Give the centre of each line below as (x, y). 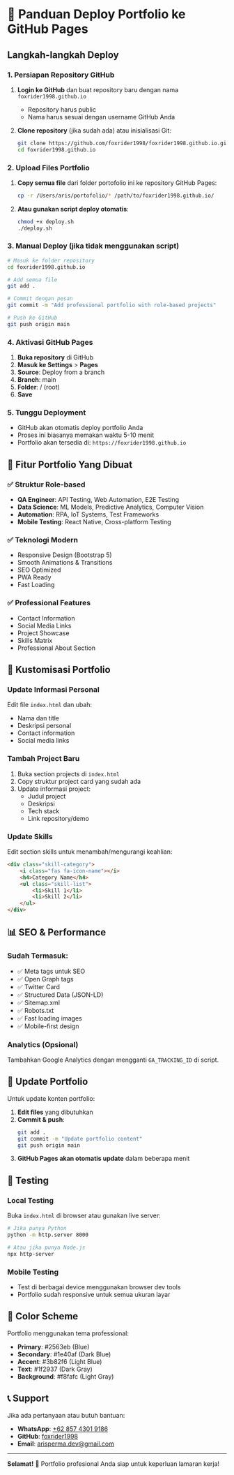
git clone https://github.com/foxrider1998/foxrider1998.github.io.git (123, 143)
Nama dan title (38, 718)
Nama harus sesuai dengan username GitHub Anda (101, 117)
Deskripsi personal (44, 726)
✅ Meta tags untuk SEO (51, 971)
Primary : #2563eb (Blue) (53, 1347)
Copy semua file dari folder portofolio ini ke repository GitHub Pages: (117, 183)
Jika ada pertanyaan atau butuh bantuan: (66, 1415)
